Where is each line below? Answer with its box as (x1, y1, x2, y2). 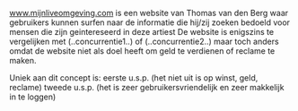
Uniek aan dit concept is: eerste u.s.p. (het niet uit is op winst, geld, (9, 73, 259, 83)
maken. (9, 55, 37, 65)
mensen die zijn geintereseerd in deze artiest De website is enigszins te (9, 27, 275, 37)
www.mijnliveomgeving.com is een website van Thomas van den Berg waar (9, 8, 289, 18)
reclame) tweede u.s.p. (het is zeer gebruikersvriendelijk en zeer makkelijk (9, 82, 285, 92)
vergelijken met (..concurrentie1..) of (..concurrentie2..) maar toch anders (9, 36, 280, 47)
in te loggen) (9, 91, 57, 102)
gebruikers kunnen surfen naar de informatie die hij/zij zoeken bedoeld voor (9, 17, 290, 28)
